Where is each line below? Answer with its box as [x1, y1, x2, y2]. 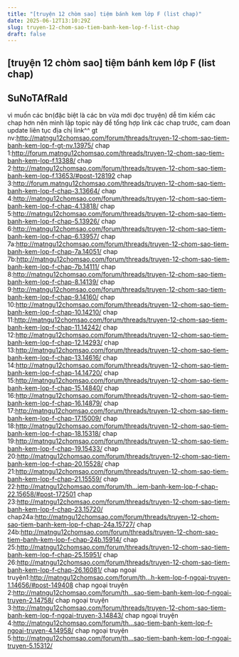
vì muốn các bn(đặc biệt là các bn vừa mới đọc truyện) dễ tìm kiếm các [7, 111, 216, 120]
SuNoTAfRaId [7, 92, 68, 104]
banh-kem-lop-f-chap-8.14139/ [7, 277, 99, 286]
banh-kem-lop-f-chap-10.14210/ [7, 308, 102, 317]
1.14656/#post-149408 [7, 581, 73, 589]
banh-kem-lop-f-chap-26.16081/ [7, 566, 102, 574]
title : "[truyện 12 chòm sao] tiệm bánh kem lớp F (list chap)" [7, 10, 202, 18]
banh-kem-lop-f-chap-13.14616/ [7, 354, 102, 362]
